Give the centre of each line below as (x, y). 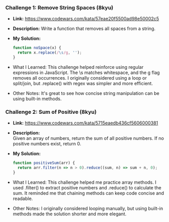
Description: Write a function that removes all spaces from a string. (84, 29)
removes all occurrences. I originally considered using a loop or (80, 78)
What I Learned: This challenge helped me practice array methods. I (84, 182)
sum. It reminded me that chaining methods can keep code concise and (88, 193)
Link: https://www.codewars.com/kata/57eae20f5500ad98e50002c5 (86, 19)
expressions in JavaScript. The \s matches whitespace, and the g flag (86, 72)
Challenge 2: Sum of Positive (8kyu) (51, 112)
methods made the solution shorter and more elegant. (70, 214)
